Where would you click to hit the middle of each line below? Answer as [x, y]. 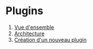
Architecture [29, 33]
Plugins [25, 11]
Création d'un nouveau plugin [50, 40]
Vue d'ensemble [34, 27]
